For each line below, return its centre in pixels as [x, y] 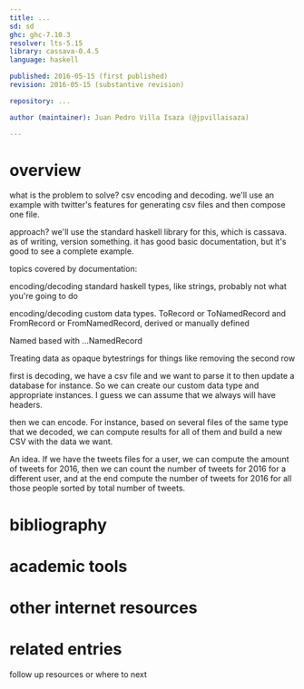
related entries [66, 650]
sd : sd [22, 26]
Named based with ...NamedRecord [76, 341]
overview [45, 170]
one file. [25, 215]
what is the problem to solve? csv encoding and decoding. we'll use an [142, 195]
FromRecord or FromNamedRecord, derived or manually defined [129, 324]
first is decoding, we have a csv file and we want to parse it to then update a [152, 376]
